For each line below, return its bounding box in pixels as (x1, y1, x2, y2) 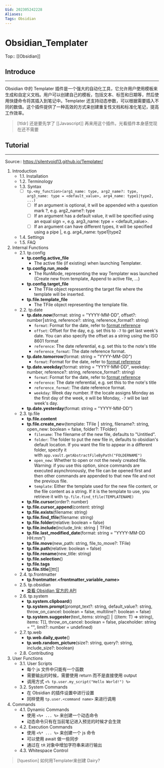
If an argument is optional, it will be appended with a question (34, 202, 158, 208)
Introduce (5, 67, 36, 76)
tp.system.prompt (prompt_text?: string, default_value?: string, (26, 603, 153, 609)
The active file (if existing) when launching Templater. (34, 260, 142, 266)
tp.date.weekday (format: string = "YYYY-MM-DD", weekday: (26, 364, 150, 370)
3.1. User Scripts (19, 660, 52, 666)
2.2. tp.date (19, 307, 43, 312)
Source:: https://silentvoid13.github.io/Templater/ (5, 158, 103, 164)
